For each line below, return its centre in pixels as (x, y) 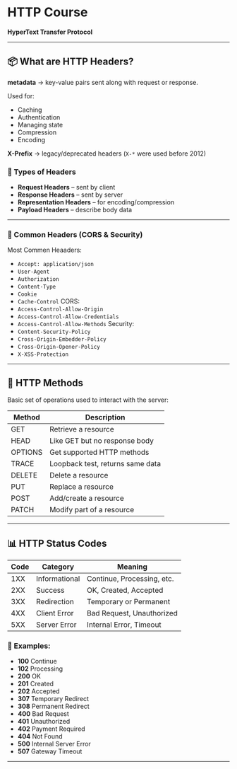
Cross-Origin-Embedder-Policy (62, 340)
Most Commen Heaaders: (45, 250)
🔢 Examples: (29, 646)
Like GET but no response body (101, 441)
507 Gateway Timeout (50, 751)
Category (58, 567)
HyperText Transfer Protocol (50, 32)
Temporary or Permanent (129, 601)
